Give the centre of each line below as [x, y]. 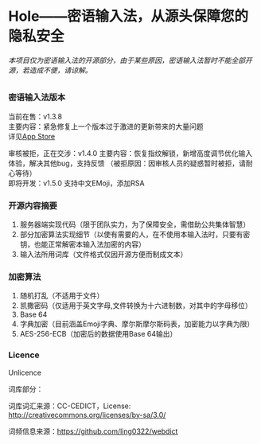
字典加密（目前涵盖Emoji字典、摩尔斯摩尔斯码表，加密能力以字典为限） [137, 324]
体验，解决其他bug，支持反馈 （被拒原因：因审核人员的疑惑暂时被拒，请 [127, 163]
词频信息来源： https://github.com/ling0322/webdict [93, 431]
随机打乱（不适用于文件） [62, 296]
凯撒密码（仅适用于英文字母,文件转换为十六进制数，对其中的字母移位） [136, 306]
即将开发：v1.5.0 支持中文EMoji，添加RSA [76, 183]
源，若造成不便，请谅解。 [50, 70]
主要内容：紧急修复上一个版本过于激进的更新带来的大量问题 [106, 126]
